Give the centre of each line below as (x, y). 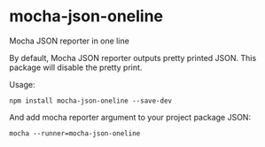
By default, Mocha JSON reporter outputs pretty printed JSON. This (133, 58)
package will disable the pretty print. (76, 67)
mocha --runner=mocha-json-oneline (75, 133)
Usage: (22, 84)
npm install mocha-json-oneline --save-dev (91, 101)
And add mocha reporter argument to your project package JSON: (130, 117)
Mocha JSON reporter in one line (70, 41)
